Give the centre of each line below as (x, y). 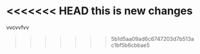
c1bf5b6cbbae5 (130, 45)
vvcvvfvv (18, 27)
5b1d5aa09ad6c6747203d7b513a (153, 39)
